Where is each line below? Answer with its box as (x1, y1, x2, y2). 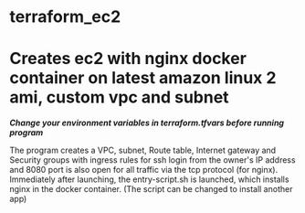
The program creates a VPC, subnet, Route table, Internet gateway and (9, 144, 277, 156)
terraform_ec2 (9, 6, 121, 27)
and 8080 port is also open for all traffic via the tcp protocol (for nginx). (9, 165, 279, 176)
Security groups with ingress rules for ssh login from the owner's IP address (9, 154, 296, 165)
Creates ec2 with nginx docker (9, 48, 247, 69)
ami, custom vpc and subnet (9, 87, 230, 108)
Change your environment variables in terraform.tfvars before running (9, 117, 285, 129)
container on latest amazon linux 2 (9, 68, 277, 89)
